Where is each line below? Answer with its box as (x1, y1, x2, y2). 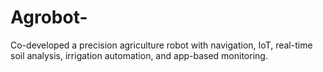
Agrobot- (10, 6, 88, 29)
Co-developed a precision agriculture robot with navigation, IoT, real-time (10, 39, 313, 51)
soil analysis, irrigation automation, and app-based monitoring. (10, 49, 268, 61)
